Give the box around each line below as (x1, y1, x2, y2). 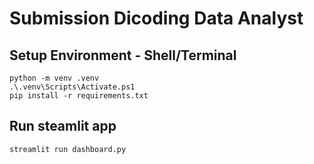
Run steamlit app (9, 118, 117, 135)
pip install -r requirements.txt (9, 91, 149, 101)
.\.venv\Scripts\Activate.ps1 (9, 82, 136, 92)
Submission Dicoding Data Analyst (9, 7, 304, 30)
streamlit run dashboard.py (9, 144, 127, 154)
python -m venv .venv (9, 73, 100, 83)
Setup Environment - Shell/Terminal (9, 47, 237, 64)
